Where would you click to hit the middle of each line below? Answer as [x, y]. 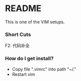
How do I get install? [29, 59]
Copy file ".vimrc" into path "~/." [44, 69]
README [23, 8]
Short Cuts [18, 34]
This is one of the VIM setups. [35, 22]
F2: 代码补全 [17, 46]
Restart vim [24, 74]
